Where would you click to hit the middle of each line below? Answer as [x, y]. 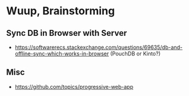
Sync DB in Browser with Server [67, 33]
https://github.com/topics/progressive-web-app [74, 86]
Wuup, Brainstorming [61, 11]
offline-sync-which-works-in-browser [62, 54]
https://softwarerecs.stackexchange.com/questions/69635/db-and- [99, 47]
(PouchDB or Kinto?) [135, 54]
